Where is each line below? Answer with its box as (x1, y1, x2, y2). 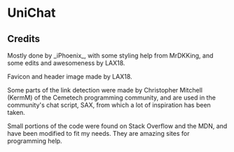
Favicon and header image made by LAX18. (7, 72, 132, 81)
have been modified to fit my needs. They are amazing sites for (7, 130, 190, 137)
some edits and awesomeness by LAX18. (7, 59, 125, 67)
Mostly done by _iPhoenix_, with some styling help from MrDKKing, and (7, 51, 214, 60)
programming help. (7, 137, 62, 145)
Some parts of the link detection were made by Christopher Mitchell (7, 86, 203, 94)
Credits (7, 33, 41, 45)
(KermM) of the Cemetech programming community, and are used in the (7, 93, 216, 102)
